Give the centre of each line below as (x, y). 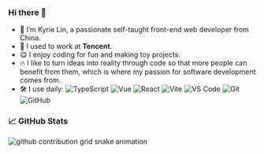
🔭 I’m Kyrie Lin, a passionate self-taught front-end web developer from (134, 30)
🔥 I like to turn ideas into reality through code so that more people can (133, 63)
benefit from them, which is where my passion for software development (138, 72)
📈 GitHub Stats (38, 121)
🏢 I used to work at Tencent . (66, 46)
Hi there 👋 (28, 13)
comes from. (40, 80)
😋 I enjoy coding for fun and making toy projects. (100, 55)
